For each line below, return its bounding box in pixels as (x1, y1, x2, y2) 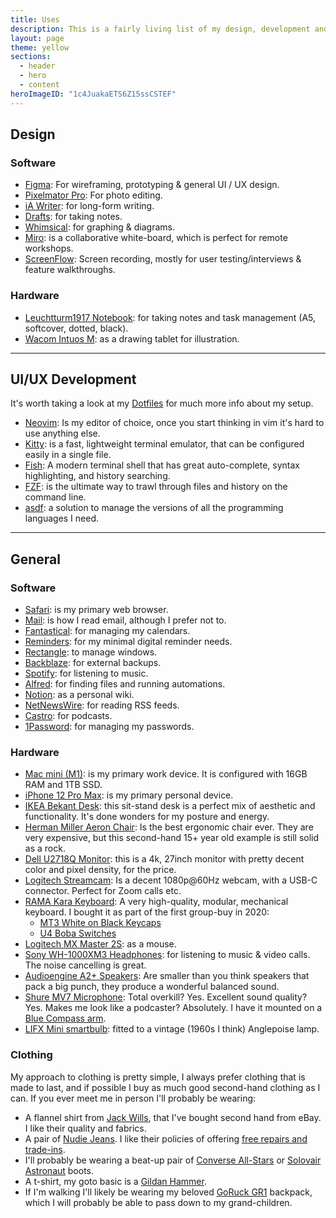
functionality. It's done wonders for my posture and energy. (24, 811, 270, 823)
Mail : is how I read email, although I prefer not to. (24, 614, 227, 626)
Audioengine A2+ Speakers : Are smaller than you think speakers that (24, 970, 310, 982)
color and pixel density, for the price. (24, 864, 177, 876)
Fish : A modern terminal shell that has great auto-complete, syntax (24, 459, 301, 471)
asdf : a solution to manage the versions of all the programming (24, 502, 284, 514)
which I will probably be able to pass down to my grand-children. (24, 1196, 293, 1208)
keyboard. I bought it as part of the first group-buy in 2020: (24, 906, 270, 918)
